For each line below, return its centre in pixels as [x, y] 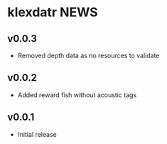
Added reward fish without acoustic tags [77, 95]
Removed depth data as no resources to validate [88, 55]
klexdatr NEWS [53, 12]
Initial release [37, 134]
